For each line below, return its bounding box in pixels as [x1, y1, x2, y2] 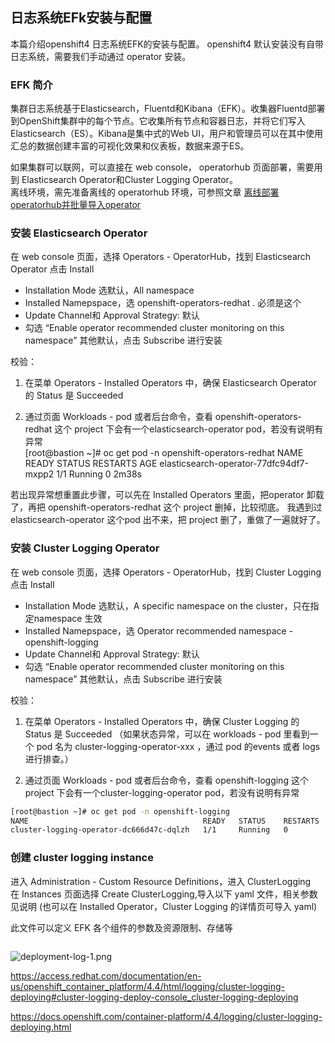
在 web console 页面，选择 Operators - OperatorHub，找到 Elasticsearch [10, 251, 312, 263]
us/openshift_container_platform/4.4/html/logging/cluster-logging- [10, 980, 285, 992]
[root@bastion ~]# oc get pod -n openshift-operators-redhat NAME [24, 447, 304, 459]
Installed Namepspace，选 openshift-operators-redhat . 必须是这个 [24, 297, 302, 309]
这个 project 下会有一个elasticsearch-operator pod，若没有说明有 [54, 423, 324, 435]
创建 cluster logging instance [10, 851, 154, 865]
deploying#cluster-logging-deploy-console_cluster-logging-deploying [10, 991, 299, 1003]
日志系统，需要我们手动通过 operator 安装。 [10, 50, 192, 62]
